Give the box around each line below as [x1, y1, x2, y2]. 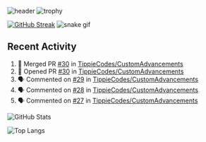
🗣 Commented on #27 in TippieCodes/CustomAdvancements [17, 96, 198, 105]
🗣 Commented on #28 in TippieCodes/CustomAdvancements [17, 85, 199, 94]
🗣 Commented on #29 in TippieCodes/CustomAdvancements [17, 75, 199, 83]
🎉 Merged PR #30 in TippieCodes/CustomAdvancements [17, 59, 183, 68]
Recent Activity [7, 41, 77, 53]
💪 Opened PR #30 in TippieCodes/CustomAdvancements [17, 67, 184, 76]
